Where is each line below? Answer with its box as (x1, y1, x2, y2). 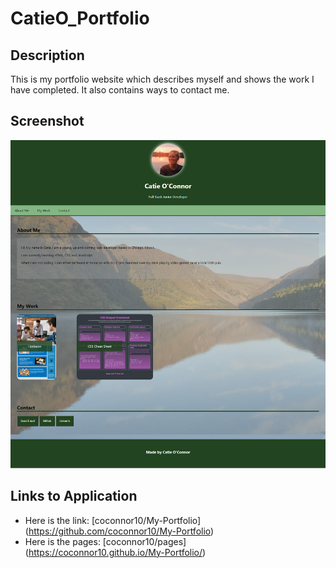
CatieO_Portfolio (10, 7, 150, 30)
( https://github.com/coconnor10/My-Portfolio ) (24, 525, 215, 537)
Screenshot (10, 113, 85, 130)
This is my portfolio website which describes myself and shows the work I (10, 73, 315, 85)
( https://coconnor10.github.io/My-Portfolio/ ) (24, 546, 207, 558)
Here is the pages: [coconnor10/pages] (24, 535, 187, 547)
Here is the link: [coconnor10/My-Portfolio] (24, 514, 202, 526)
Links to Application (10, 488, 138, 505)
